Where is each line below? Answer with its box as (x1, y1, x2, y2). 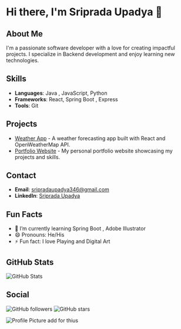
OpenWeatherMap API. (14, 141, 71, 148)
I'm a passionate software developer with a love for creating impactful (6, 44, 175, 51)
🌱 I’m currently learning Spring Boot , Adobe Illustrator (14, 225, 146, 232)
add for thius (47, 317, 78, 324)
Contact (6, 171, 36, 181)
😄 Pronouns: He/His (14, 231, 65, 238)
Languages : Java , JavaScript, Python (14, 89, 108, 97)
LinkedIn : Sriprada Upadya (14, 192, 81, 200)
